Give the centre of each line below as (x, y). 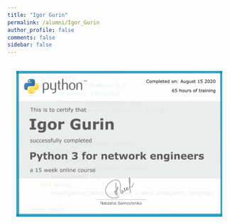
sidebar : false (30, 45)
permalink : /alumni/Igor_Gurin (54, 22)
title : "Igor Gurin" (38, 15)
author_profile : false (41, 30)
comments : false (31, 38)
